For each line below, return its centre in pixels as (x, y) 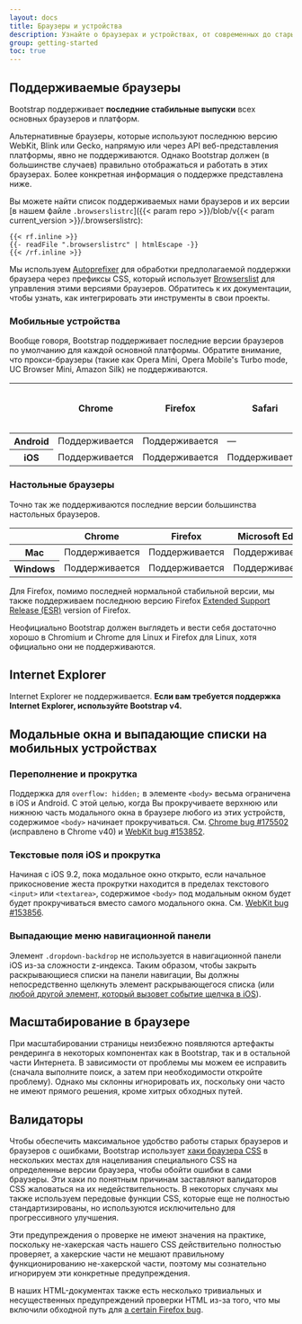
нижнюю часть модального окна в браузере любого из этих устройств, (147, 813)
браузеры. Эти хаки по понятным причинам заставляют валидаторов (143, 1179)
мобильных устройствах (83, 748)
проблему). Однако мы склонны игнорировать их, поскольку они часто (147, 1082)
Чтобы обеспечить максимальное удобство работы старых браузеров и (149, 1142)
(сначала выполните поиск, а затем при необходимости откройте (136, 1072)
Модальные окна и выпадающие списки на (138, 734)
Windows (35, 569)
